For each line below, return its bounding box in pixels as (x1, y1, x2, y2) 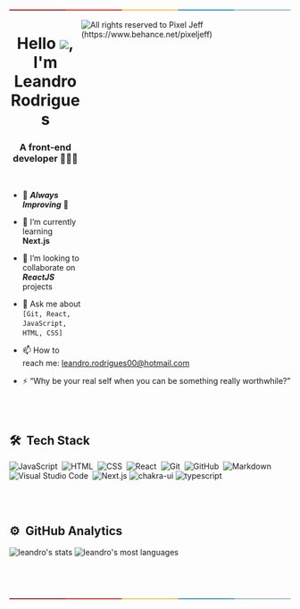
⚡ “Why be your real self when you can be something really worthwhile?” (21, 376, 291, 387)
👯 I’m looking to (21, 253, 80, 263)
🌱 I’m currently (21, 217, 77, 228)
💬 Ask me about (21, 298, 81, 310)
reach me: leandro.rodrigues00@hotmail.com (21, 358, 190, 369)
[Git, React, (21, 310, 71, 319)
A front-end (19, 141, 71, 154)
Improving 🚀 (21, 199, 69, 210)
